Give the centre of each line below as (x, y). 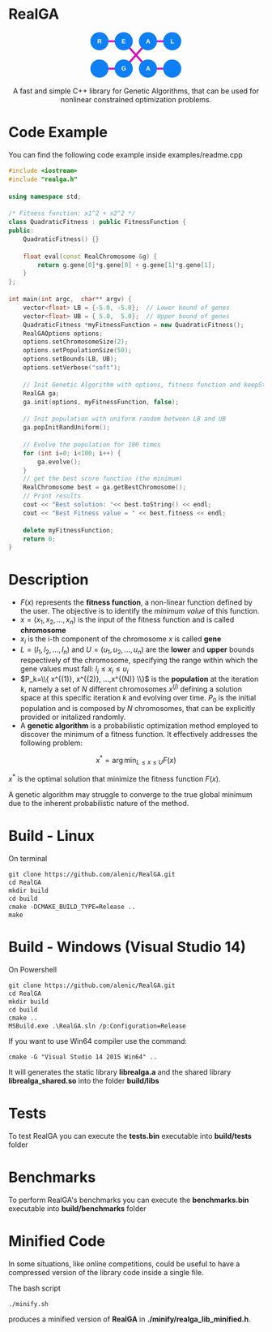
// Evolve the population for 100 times (92, 444)
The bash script (34, 1288)
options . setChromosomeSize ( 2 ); (76, 342)
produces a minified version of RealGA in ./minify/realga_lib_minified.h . (130, 1319)
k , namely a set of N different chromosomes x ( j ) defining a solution (131, 688)
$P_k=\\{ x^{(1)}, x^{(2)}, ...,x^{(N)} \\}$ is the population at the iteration (139, 679)
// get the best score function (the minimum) (103, 479)
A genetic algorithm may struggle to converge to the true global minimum (130, 794)
